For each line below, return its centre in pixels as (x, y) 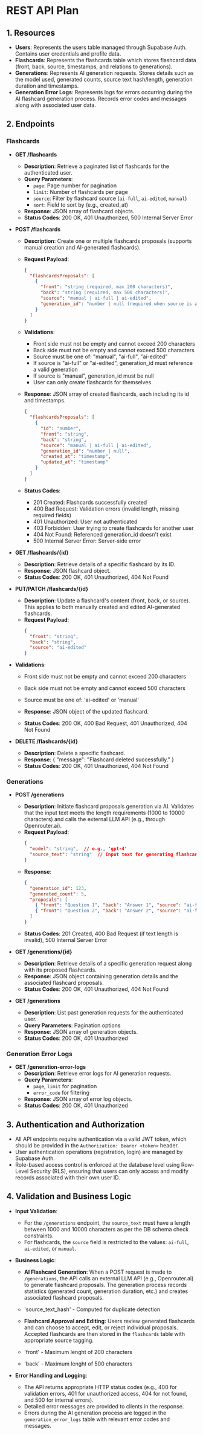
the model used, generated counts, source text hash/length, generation (104, 79)
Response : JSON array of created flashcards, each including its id (106, 394)
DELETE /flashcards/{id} (47, 741)
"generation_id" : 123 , (58, 888)
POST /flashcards (38, 229)
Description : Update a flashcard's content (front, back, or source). (107, 600)
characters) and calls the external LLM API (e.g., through (95, 819)
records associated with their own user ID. (68, 1178)
